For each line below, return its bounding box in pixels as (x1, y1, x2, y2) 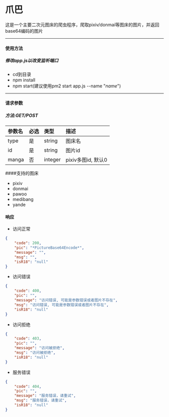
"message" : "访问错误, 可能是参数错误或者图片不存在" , (14, 298, 118, 303)
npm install (12, 77, 36, 83)
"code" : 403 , (14, 336, 42, 341)
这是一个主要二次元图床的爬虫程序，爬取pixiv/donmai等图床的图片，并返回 (5, 22, 159, 28)
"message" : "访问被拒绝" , (14, 346, 65, 351)
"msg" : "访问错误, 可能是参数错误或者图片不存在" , (14, 302, 109, 307)
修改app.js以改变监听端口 (5, 58, 59, 64)
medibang (12, 196, 34, 202)
